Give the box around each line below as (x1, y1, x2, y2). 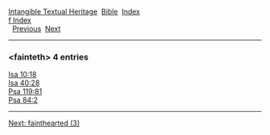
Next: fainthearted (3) (8, 118, 80, 128)
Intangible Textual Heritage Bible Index (8, 7, 141, 16)
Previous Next (11, 24, 61, 33)
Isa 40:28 (8, 78, 40, 88)
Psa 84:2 (8, 96, 39, 105)
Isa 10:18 (8, 70, 37, 80)
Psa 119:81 (8, 87, 43, 96)
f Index (8, 15, 32, 25)
